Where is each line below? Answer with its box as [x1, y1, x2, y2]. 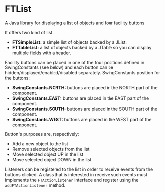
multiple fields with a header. [12, 50, 72, 56]
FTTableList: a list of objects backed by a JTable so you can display [12, 44, 152, 50]
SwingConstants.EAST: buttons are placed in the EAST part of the [12, 95, 149, 101]
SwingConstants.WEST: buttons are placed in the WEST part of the [12, 116, 152, 122]
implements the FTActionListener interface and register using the [5, 177, 139, 183]
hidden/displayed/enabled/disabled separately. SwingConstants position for [5, 69, 160, 75]
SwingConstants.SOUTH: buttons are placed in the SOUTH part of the [12, 106, 158, 112]
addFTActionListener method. [5, 182, 66, 188]
